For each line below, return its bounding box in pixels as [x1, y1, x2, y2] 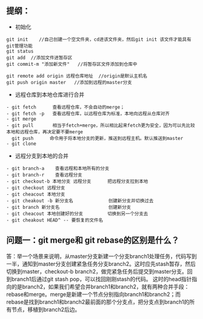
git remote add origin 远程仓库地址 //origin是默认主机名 [6, 72, 147, 79]
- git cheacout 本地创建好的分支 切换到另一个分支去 [6, 211, 148, 217]
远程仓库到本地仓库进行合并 [15, 91, 85, 98]
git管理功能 [6, 43, 33, 49]
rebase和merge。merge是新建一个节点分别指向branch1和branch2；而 [6, 290, 181, 298]
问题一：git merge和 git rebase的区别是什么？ [6, 235, 180, 245]
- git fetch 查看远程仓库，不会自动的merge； [6, 104, 125, 110]
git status [6, 48, 34, 54]
